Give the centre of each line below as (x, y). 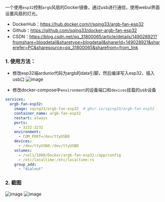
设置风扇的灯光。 (23, 13)
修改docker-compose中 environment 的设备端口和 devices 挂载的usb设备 (84, 90)
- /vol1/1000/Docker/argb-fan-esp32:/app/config (70, 155)
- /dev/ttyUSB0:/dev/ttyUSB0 (48, 146)
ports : (21, 123)
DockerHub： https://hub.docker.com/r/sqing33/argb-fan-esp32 (78, 24)
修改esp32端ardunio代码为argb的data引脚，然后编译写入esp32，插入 (83, 73)
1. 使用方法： (20, 61)
